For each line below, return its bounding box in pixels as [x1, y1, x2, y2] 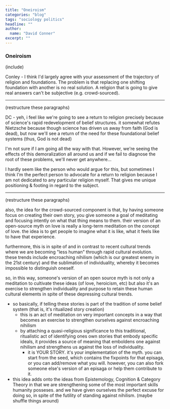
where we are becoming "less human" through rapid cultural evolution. [5, 249, 153, 255]
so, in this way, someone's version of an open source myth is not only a [5, 275, 154, 281]
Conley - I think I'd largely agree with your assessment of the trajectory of [5, 74, 159, 80]
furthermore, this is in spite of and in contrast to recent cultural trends [5, 244, 151, 250]
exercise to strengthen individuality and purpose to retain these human [5, 286, 153, 292]
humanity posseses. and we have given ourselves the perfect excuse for [12, 387, 164, 393]
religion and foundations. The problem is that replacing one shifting [5, 79, 145, 85]
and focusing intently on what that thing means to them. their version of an [5, 217, 161, 224]
